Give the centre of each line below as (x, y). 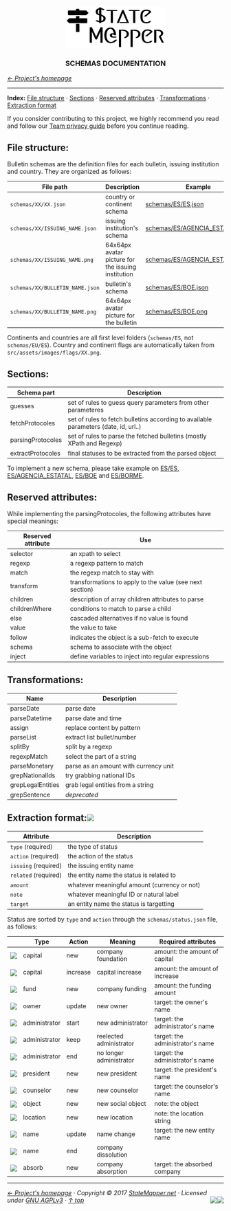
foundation (112, 959)
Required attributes (188, 942)
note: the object (177, 1104)
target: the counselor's (186, 1087)
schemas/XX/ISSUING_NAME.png (52, 260)
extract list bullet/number (101, 737)
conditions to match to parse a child (121, 608)
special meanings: (33, 521)
